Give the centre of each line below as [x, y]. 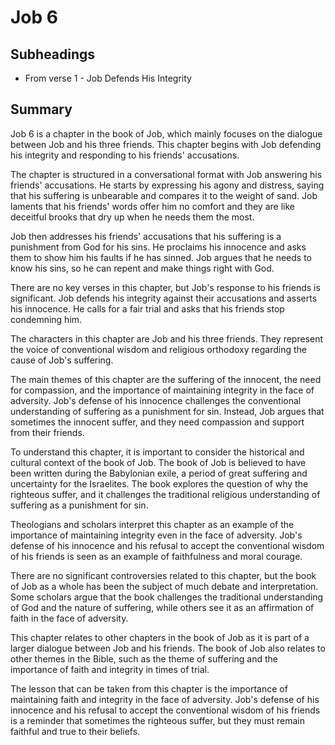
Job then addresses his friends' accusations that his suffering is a [146, 236]
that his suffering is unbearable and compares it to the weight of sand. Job [164, 195]
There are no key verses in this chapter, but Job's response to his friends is [165, 287]
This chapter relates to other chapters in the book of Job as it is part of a [160, 637]
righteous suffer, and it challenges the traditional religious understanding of [165, 494]
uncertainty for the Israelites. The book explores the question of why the [159, 483]
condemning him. [46, 319]
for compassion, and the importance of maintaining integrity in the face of [162, 390]
